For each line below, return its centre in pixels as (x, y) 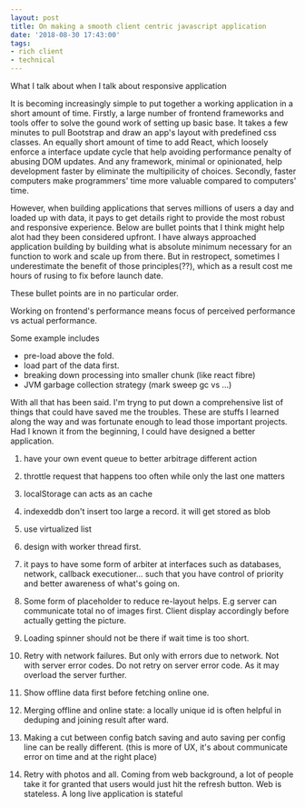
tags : (20, 43)
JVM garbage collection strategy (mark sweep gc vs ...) (128, 384)
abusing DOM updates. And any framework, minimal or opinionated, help (146, 161)
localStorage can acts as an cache (88, 494)
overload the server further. (75, 675)
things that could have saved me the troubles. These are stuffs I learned (145, 412)
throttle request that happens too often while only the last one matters (154, 476)
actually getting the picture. (75, 620)
